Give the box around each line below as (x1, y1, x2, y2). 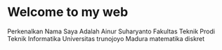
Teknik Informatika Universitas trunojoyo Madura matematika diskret (7, 34, 205, 42)
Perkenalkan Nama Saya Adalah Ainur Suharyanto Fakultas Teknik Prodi (7, 27, 216, 35)
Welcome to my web (7, 4, 129, 20)
